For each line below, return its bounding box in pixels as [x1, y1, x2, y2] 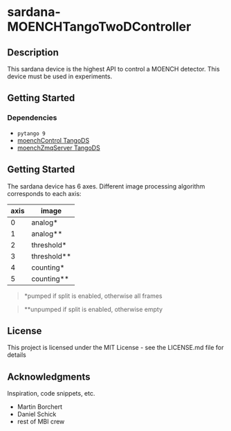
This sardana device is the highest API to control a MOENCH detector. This [7, 65, 220, 73]
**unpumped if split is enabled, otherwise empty [24, 305, 163, 313]
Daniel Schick [17, 410, 57, 419]
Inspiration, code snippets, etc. [7, 389, 95, 398]
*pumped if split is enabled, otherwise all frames [24, 292, 163, 300]
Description [7, 46, 59, 58]
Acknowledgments [7, 371, 91, 382]
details [7, 351, 26, 359]
